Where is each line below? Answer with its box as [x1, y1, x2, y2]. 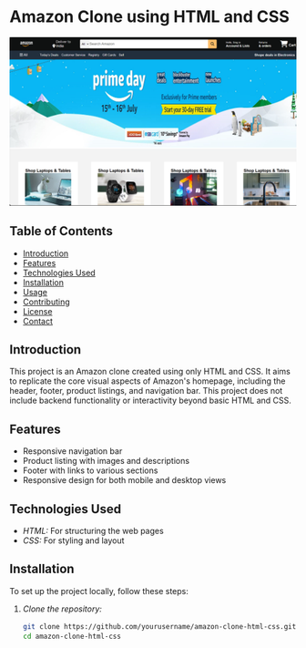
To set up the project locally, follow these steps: [9, 585, 189, 596]
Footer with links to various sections [22, 465, 158, 476]
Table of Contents [9, 223, 114, 239]
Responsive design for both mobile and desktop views [22, 475, 227, 486]
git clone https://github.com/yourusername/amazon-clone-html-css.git [22, 622, 297, 631]
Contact [22, 315, 53, 326]
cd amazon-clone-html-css [22, 632, 121, 641]
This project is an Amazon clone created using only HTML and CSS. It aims [9, 366, 291, 377]
